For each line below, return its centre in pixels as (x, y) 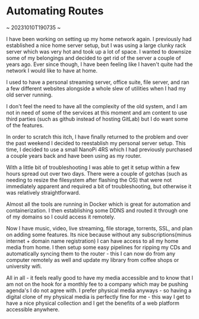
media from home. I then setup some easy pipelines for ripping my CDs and (99, 247)
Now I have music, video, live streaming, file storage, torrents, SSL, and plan (99, 228)
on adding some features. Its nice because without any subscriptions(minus (99, 234)
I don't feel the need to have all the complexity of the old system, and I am (97, 106)
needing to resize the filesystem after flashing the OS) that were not (89, 180)
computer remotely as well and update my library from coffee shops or (93, 259)
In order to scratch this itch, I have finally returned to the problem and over (97, 137)
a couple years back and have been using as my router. (74, 155)
